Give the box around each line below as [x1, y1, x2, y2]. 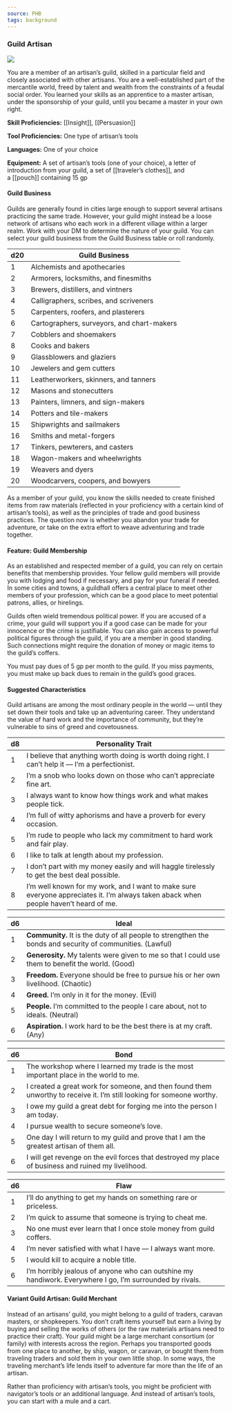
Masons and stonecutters [30, 386, 114, 395]
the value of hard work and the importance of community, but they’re [7, 715, 204, 724]
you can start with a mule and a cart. [7, 1397, 112, 1405]
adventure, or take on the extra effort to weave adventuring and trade [7, 524, 205, 531]
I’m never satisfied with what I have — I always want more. [26, 1244, 215, 1253]
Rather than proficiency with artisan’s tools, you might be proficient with [7, 1382, 212, 1391]
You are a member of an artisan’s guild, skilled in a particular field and [7, 68, 206, 76]
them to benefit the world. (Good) [26, 959, 135, 969]
